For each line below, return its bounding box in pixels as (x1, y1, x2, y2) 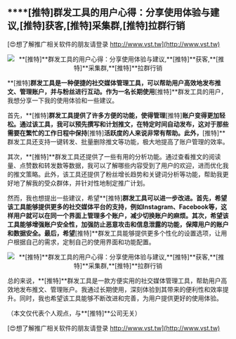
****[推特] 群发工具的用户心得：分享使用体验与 (7, 6, 211, 19)
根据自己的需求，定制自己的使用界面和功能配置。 (13, 238, 155, 246)
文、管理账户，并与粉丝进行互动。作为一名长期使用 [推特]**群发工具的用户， (7, 87, 228, 96)
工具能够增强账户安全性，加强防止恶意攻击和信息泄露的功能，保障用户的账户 (7, 220, 229, 229)
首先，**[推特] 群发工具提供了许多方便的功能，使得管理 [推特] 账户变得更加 (7, 111, 220, 120)
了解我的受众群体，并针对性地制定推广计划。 (19, 179, 149, 187)
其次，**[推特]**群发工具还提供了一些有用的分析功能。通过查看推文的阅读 (7, 152, 221, 160)
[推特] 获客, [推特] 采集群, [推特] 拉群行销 (20, 20, 185, 32)
